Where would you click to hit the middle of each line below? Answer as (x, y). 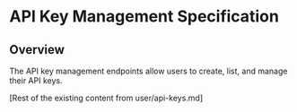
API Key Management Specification (144, 17)
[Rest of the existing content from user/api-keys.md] (106, 98)
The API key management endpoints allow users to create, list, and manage (148, 71)
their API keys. (36, 81)
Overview (37, 50)
